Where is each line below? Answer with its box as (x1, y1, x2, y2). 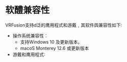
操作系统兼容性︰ (12, 32, 49, 38)
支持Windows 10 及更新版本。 (20, 38, 82, 45)
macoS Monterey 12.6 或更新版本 (20, 45, 90, 51)
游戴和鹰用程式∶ (12, 51, 46, 57)
